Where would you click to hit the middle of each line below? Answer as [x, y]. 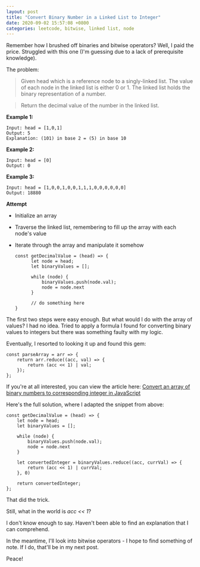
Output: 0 [18, 166]
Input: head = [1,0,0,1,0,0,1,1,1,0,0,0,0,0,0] [66, 188]
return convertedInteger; [49, 484]
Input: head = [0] [29, 161]
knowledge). [21, 58]
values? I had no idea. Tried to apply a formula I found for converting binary [99, 326]
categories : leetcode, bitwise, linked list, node [70, 28]
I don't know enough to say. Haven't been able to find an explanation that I [97, 523]
